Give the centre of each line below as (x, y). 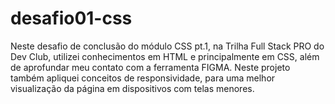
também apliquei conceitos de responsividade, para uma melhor (143, 78)
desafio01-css (71, 18)
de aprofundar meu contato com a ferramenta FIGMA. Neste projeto (150, 67)
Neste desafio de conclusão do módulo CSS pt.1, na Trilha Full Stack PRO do (167, 46)
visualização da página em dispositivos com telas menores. (132, 88)
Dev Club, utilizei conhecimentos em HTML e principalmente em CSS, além (165, 56)
